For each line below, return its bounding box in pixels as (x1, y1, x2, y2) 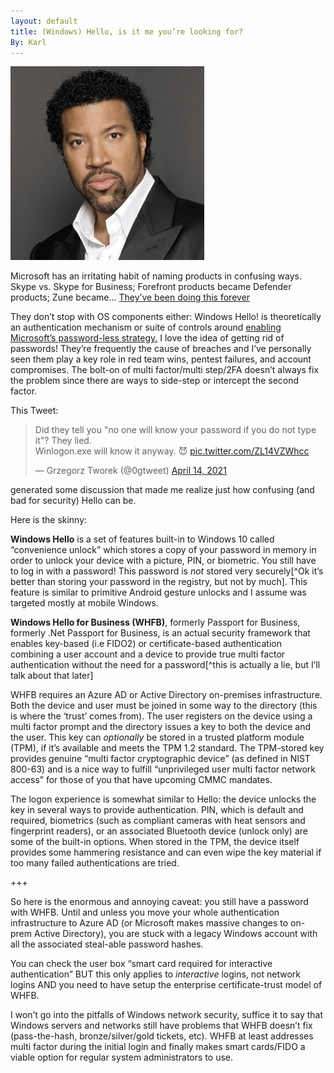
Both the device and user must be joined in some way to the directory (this (10, 700, 318, 712)
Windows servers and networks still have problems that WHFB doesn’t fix (10, 1020, 313, 1032)
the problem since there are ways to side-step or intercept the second (10, 375, 300, 387)
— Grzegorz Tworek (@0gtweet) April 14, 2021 (34, 465, 227, 477)
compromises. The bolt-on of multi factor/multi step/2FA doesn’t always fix (10, 364, 320, 376)
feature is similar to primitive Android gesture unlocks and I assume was (10, 586, 307, 599)
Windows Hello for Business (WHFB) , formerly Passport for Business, (10, 616, 301, 629)
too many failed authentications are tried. (10, 857, 180, 869)
